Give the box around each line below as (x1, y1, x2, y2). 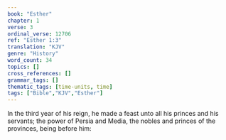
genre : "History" (7, 50, 59, 58)
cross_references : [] (7, 70, 72, 77)
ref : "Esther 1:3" (7, 37, 62, 44)
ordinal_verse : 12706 (7, 30, 72, 38)
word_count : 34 (7, 57, 53, 64)
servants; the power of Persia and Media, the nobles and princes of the (7, 117, 216, 125)
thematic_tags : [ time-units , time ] (7, 83, 113, 90)
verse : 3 (7, 23, 33, 31)
